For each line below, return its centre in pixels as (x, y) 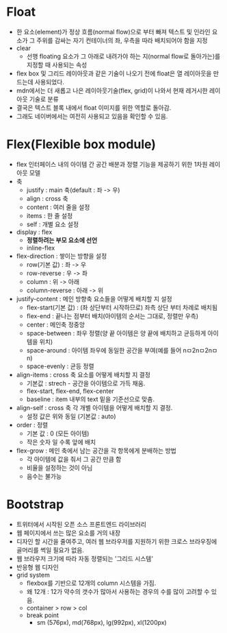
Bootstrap (35, 504)
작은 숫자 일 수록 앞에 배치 (61, 442)
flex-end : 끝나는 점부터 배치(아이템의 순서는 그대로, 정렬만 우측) (112, 315)
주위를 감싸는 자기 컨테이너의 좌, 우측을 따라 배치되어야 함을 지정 (122, 40)
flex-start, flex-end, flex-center (70, 391)
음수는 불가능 (44, 476)
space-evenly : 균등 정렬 (60, 366)
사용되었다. (49, 82)
